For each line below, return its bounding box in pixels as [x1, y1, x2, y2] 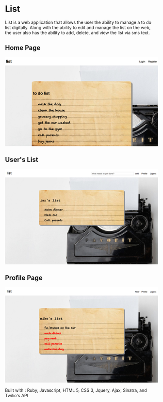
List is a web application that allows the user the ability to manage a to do [5, 19, 152, 25]
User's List [5, 156, 38, 164]
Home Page [5, 44, 41, 52]
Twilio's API [5, 392, 28, 398]
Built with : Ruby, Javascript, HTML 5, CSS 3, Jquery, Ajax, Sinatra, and [5, 387, 147, 393]
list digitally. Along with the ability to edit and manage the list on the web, [5, 24, 151, 30]
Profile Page [5, 274, 43, 282]
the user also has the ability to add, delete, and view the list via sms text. [5, 30, 150, 35]
